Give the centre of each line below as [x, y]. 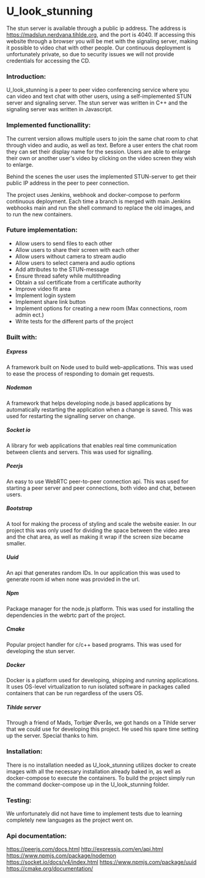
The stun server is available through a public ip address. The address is [96, 28]
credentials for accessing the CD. [48, 61]
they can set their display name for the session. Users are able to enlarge [99, 152]
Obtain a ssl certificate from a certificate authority [78, 282]
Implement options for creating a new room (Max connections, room [101, 308]
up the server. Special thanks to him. [52, 736]
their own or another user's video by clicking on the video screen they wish [101, 158]
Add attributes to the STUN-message [62, 269]
